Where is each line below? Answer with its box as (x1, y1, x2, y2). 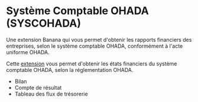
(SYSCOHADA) (6, 17, 82, 30)
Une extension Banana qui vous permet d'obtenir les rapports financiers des (6, 36, 192, 43)
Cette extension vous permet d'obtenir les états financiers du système (6, 60, 177, 67)
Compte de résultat (14, 84, 62, 91)
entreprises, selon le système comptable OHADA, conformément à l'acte (6, 42, 183, 50)
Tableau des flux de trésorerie (14, 90, 88, 97)
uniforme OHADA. (6, 48, 50, 55)
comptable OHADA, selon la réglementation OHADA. (6, 66, 134, 73)
